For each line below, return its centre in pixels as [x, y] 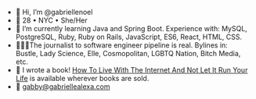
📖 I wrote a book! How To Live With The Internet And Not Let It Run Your [132, 70]
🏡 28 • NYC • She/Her [51, 20]
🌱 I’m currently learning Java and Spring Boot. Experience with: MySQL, [132, 28]
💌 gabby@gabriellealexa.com [63, 87]
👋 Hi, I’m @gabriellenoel [54, 12]
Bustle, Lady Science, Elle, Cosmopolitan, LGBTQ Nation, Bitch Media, [128, 53]
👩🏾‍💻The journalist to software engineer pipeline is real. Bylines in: [122, 45]
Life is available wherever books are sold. [82, 78]
